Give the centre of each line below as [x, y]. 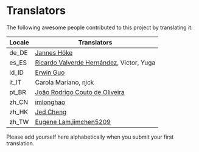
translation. [20, 143]
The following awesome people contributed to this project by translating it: [100, 27]
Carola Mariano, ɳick [65, 82]
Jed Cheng [51, 112]
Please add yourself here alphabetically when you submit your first [90, 137]
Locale [19, 42]
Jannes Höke [54, 52]
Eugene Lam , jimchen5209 [73, 122]
